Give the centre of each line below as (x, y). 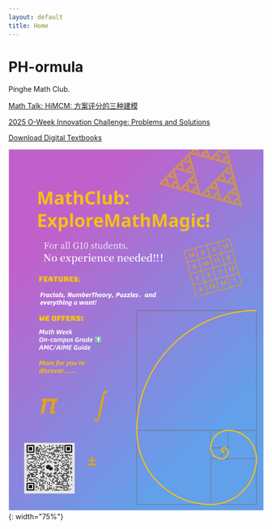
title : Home (28, 26)
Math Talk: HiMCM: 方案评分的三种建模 (73, 106)
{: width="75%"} (36, 517)
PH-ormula (46, 67)
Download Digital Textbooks (55, 138)
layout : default (36, 17)
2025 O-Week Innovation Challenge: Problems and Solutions (109, 123)
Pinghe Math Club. (39, 89)
